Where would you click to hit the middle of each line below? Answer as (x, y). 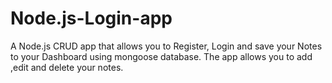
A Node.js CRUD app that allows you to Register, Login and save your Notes (166, 46)
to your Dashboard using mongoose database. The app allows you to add (161, 56)
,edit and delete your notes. (67, 67)
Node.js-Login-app (91, 18)
